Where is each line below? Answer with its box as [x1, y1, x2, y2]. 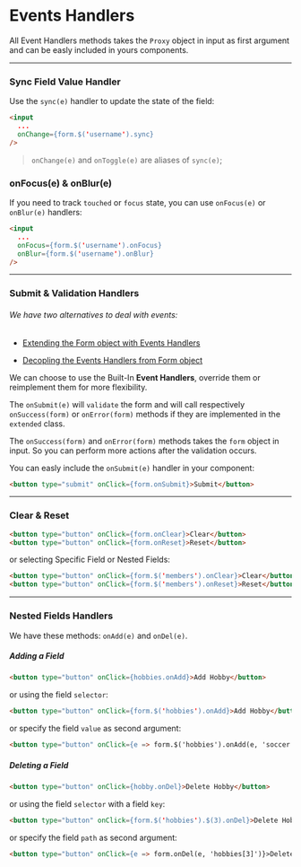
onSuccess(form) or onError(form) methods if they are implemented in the [9, 408, 280, 419]
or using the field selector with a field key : [9, 798, 166, 809]
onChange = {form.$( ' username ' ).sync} [17, 129, 154, 139]
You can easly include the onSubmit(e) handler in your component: [9, 462, 255, 473]
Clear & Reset [9, 509, 70, 521]
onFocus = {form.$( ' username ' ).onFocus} [17, 241, 163, 250]
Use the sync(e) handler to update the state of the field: [9, 96, 215, 107]
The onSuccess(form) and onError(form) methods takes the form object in [9, 435, 279, 446]
